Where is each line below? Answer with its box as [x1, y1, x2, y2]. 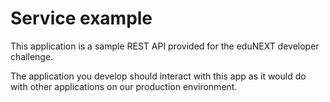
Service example [10, 7, 153, 30]
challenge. [10, 50, 54, 62]
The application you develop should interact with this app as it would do [10, 70, 307, 82]
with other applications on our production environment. [10, 80, 238, 92]
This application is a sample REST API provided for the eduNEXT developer [10, 40, 320, 52]
